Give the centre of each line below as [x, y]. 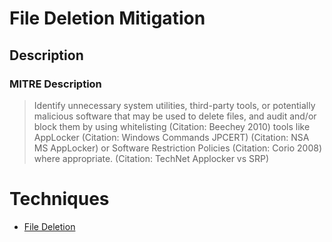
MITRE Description [55, 84]
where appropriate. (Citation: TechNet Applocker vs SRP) [151, 158]
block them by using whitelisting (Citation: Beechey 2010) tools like [172, 126]
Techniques [59, 199]
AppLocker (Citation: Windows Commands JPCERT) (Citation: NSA [171, 137]
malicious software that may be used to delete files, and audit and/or [175, 116]
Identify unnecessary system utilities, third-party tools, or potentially [174, 105]
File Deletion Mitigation [107, 18]
